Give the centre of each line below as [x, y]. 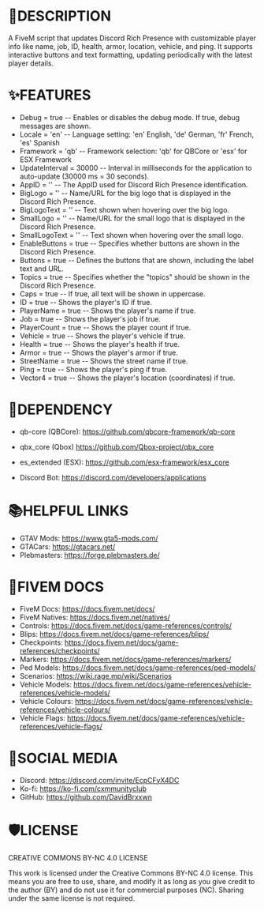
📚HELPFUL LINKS [68, 511]
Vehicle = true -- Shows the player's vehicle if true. [102, 336]
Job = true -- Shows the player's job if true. [90, 318]
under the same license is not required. [72, 898]
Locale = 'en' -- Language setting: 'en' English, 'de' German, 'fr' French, [137, 134]
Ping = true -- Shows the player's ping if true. [93, 369]
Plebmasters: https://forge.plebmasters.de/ [89, 555]
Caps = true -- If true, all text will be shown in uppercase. [112, 294]
